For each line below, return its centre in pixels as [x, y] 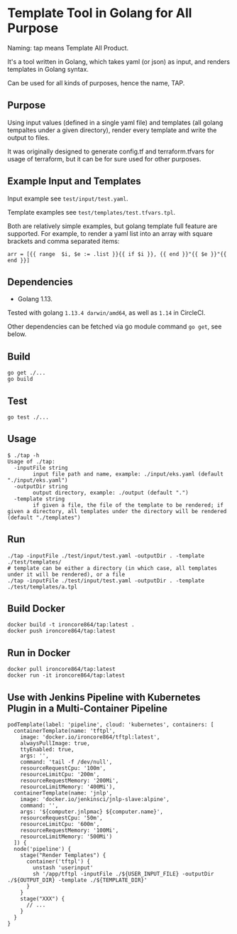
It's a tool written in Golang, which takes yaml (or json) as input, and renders [119, 61]
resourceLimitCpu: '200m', [60, 775]
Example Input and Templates [75, 182]
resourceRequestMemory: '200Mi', [70, 781]
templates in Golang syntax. [48, 69]
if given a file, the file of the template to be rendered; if [128, 505]
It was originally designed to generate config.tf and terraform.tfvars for [111, 151]
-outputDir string [41, 486]
